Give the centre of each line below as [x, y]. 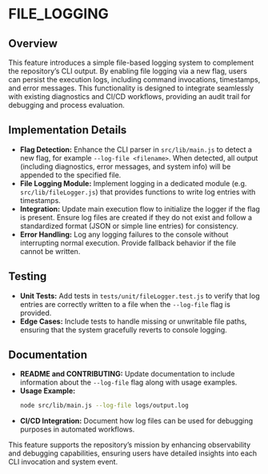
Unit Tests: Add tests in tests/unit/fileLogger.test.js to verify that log [140, 296]
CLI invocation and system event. [63, 462]
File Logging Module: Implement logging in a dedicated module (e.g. [133, 183]
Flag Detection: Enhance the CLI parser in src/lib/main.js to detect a [136, 149]
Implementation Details [68, 130]
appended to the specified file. [70, 175]
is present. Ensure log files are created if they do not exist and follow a [136, 217]
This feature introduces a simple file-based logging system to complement [131, 62]
